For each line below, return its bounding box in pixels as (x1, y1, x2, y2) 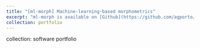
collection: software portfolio (6, 36, 77, 43)
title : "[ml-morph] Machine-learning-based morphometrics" (6, 8, 156, 15)
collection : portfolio (6, 19, 62, 25)
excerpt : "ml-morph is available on (6, 14, 97, 20)
